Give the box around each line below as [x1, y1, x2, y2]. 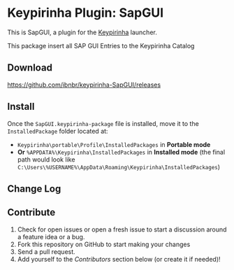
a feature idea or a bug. [17, 232, 85, 241]
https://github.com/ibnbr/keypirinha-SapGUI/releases [7, 80, 161, 89]
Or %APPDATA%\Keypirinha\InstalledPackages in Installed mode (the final [17, 148, 226, 156]
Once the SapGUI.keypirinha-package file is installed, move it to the [7, 119, 199, 127]
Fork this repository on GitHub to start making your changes [17, 240, 191, 248]
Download [7, 62, 52, 74]
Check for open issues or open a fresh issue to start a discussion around [17, 225, 227, 234]
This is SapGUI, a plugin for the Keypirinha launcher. [7, 28, 157, 36]
